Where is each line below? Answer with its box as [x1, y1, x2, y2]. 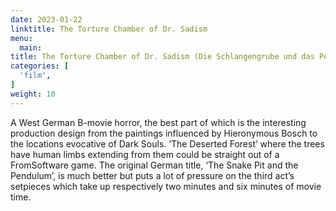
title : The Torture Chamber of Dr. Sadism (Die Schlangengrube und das [10, 52, 315, 62]
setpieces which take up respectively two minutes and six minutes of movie [10, 180, 322, 192]
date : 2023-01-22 [10, 14, 83, 25]
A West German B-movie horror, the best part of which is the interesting [10, 116, 307, 128]
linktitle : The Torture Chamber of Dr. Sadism [10, 24, 208, 34]
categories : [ [10, 61, 70, 71]
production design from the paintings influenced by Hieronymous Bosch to [10, 127, 318, 139]
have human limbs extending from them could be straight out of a [10, 148, 280, 160]
